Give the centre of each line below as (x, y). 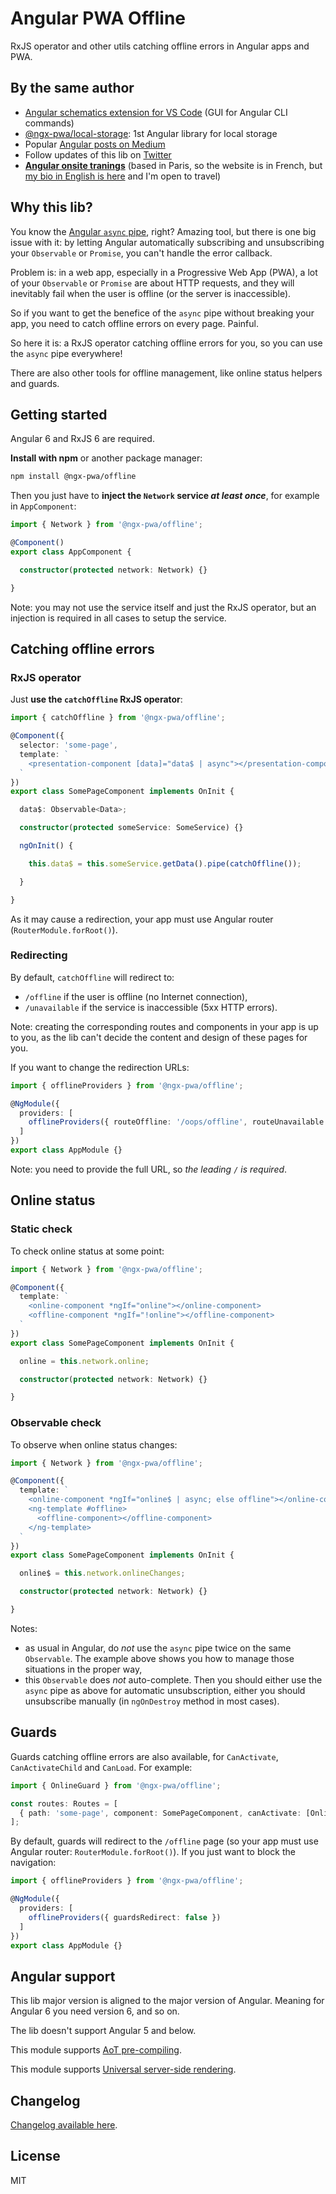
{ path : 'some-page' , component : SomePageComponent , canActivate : (160, 1813)
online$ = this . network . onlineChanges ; (102, 1573)
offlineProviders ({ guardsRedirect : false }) (125, 1917)
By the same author (72, 88)
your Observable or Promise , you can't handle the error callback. (141, 253)
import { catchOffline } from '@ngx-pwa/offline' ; (118, 718)
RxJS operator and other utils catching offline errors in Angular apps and (160, 46)
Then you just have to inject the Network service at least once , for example (165, 496)
